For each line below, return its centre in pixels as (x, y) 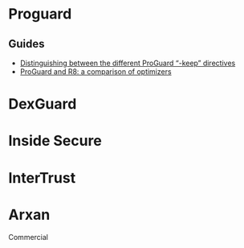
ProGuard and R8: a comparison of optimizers (96, 72)
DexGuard (43, 104)
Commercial (28, 237)
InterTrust (42, 178)
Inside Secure (55, 141)
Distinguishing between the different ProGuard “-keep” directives (128, 63)
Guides (27, 44)
